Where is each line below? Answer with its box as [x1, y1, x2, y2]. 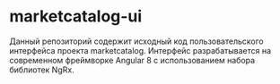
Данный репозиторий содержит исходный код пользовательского [9, 36, 264, 46]
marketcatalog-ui [9, 6, 143, 27]
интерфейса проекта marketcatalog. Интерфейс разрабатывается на [9, 45, 272, 55]
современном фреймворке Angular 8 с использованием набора [9, 55, 256, 65]
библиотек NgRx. [9, 64, 74, 75]
